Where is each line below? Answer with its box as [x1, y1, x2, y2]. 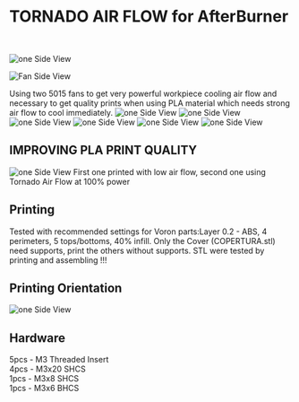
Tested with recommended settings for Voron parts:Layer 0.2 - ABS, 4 [9, 226, 268, 237]
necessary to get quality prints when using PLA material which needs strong [9, 97, 291, 109]
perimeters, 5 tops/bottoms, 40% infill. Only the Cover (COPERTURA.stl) [9, 235, 276, 246]
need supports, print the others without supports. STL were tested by [9, 245, 265, 256]
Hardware [9, 330, 65, 345]
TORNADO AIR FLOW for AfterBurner [9, 6, 289, 27]
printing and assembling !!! [9, 254, 107, 266]
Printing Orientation [9, 280, 123, 295]
